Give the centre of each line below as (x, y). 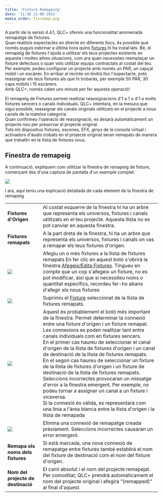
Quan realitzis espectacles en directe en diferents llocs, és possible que (77, 43)
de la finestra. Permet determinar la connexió (94, 318)
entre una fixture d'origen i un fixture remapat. (96, 324)
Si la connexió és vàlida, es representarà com (95, 403)
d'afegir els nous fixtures (71, 290)
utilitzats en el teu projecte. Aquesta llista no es (97, 219)
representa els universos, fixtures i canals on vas (98, 240)
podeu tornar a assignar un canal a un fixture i (95, 391)
